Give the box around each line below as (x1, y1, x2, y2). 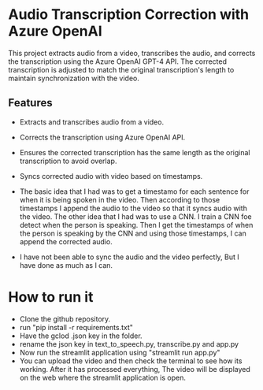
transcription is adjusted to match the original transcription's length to (8, 65, 235, 74)
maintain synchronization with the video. (8, 73, 139, 83)
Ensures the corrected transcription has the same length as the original (19, 147, 250, 157)
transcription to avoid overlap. (19, 156, 117, 165)
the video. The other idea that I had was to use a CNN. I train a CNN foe (19, 211, 252, 221)
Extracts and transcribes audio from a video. (19, 117, 164, 127)
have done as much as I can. (19, 260, 113, 269)
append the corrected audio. (19, 236, 113, 246)
